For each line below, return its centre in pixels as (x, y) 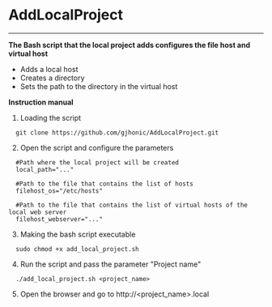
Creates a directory (52, 78)
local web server (38, 212)
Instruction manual (41, 102)
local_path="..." (45, 169)
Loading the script (51, 117)
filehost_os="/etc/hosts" (59, 191)
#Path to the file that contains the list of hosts (105, 184)
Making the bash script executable (78, 234)
